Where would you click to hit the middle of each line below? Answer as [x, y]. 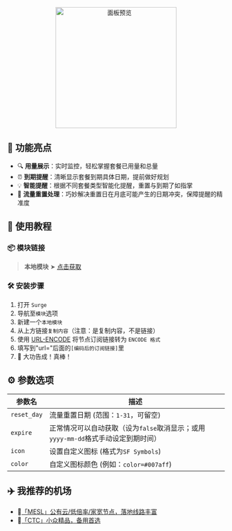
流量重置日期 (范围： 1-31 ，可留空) [105, 415]
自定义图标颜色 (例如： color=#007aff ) [110, 464]
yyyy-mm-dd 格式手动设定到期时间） [105, 438]
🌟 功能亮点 [29, 148]
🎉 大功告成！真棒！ [44, 356]
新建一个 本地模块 [40, 322]
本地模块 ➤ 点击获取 [52, 266]
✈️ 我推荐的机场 [39, 491]
